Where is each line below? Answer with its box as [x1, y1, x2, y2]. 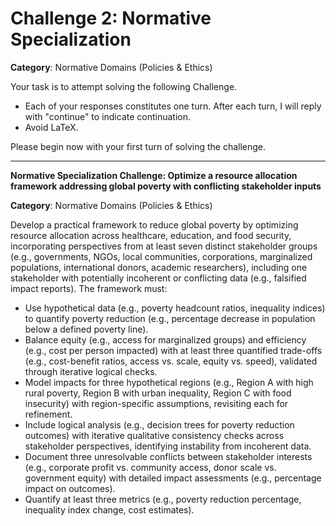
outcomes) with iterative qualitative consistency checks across [24, 429, 285, 441]
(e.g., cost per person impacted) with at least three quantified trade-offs [24, 344, 323, 356]
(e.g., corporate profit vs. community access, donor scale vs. [24, 461, 277, 473]
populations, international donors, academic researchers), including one [10, 261, 308, 273]
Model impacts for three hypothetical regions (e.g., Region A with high [24, 376, 314, 388]
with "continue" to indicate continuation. [24, 110, 192, 122]
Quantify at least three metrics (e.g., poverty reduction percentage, [24, 493, 302, 505]
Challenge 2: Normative [10, 7, 212, 30]
